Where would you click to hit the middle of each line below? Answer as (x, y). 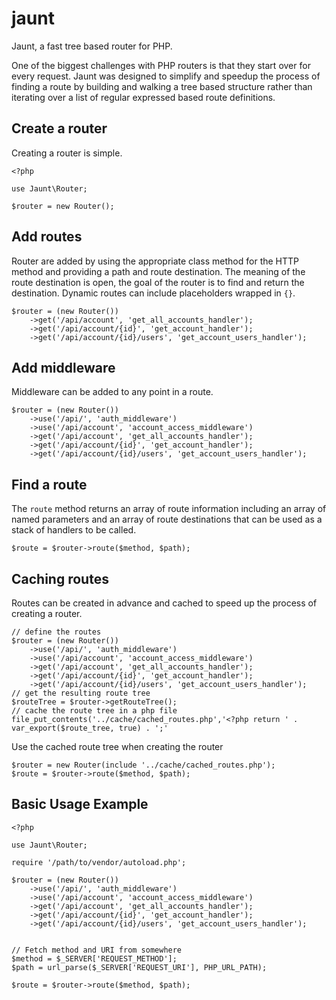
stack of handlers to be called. (74, 530)
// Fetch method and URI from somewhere (97, 950)
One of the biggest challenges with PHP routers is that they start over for (161, 65)
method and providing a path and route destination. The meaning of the (158, 271)
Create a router (59, 128)
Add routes (47, 237)
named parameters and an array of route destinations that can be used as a (167, 519)
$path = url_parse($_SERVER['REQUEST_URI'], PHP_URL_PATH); (139, 967)
